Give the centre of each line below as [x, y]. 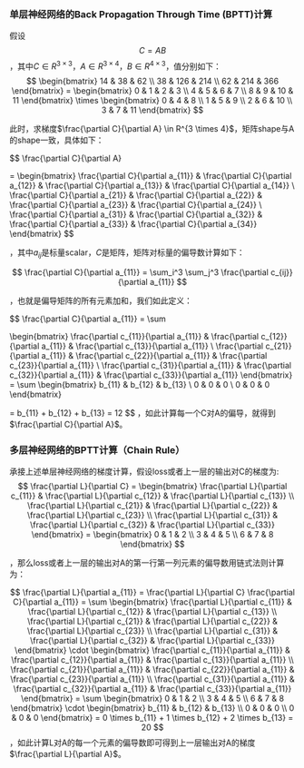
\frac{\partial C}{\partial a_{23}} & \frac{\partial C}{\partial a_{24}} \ [136, 204]
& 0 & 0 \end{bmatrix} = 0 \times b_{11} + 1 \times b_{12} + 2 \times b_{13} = [152, 718]
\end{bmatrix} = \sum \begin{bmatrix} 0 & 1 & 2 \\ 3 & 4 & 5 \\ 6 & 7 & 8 [152, 699]
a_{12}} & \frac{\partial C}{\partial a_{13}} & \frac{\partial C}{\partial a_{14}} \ [152, 185]
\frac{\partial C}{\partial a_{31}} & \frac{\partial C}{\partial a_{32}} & [136, 214]
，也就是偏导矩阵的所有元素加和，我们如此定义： [101, 300]
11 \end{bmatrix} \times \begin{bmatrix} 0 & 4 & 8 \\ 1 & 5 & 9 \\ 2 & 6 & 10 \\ [152, 100]
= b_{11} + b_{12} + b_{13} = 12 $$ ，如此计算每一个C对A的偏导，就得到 [143, 413]
